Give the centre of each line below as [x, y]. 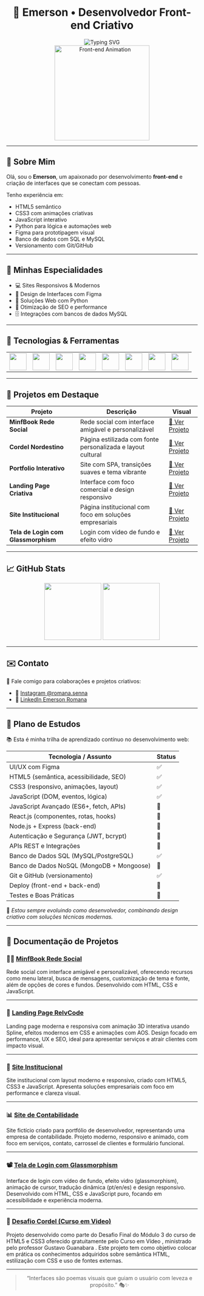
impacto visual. [25, 1046]
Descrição [121, 412]
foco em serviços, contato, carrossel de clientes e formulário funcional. [96, 1143]
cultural [91, 455]
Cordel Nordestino [36, 447]
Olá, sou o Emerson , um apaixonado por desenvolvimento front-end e [95, 176]
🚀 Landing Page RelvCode [45, 1013]
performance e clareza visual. [43, 1093]
